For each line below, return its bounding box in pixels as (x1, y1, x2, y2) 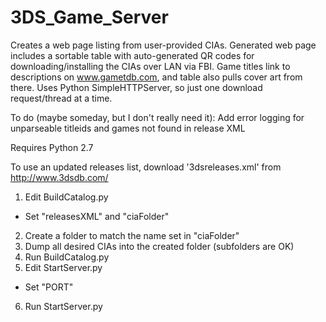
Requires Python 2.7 (10, 141, 94, 153)
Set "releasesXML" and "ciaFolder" (24, 210, 170, 222)
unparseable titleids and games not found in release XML (10, 122, 246, 134)
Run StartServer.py (24, 300, 103, 312)
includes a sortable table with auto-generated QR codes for (10, 49, 255, 61)
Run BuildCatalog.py (24, 251, 110, 263)
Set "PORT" (24, 281, 74, 293)
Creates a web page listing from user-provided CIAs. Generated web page (10, 39, 317, 51)
